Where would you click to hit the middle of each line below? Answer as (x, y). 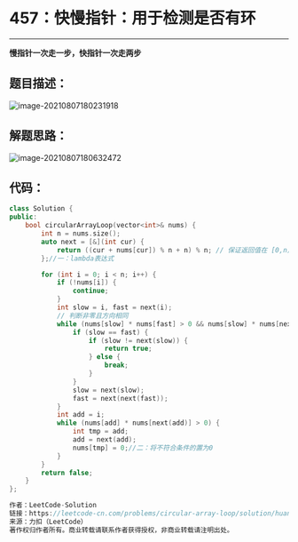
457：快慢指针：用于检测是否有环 (133, 18)
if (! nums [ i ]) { (86, 283)
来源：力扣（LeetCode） (48, 522)
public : (24, 217)
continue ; (90, 291)
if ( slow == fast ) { (110, 332)
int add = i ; (80, 415)
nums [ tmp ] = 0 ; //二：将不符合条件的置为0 (143, 448)
